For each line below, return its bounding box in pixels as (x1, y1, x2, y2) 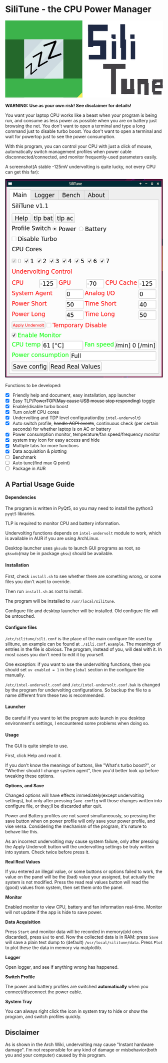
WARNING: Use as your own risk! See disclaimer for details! (5, 103, 131, 109)
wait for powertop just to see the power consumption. (5, 134, 116, 140)
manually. (5, 672, 25, 678)
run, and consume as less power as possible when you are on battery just (5, 118, 157, 124)
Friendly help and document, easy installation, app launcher (12, 392, 136, 398)
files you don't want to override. (5, 578, 71, 585)
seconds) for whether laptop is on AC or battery (12, 426, 111, 432)
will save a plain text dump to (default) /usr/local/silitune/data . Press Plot (5, 939, 163, 946)
